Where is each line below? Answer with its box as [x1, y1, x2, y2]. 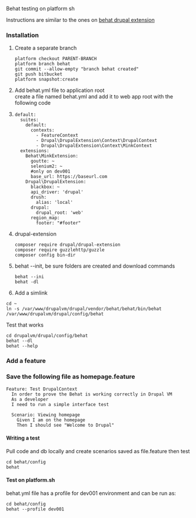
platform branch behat [14, 61, 71, 67]
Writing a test [6, 434, 40, 441]
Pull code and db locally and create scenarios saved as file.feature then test [6, 447, 190, 454]
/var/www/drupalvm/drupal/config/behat [6, 311, 104, 317]
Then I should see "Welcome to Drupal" [16, 422, 115, 428]
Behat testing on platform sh [6, 5, 75, 12]
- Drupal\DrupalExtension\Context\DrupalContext [36, 138, 158, 144]
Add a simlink [14, 289, 48, 296]
